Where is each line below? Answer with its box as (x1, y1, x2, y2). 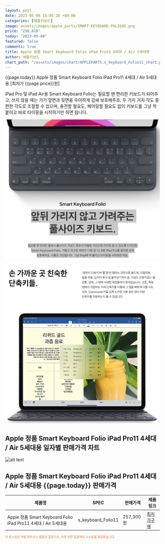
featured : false (5, 39, 38, 44)
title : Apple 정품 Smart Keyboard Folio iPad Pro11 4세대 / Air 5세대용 (5, 49, 150, 54)
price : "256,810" (5, 29, 41, 34)
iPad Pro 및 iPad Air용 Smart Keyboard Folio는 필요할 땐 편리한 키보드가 (5, 91, 145, 97)
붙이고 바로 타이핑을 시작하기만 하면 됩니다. (5, 110, 88, 115)
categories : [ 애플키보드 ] (5, 18, 53, 23)
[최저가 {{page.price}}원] (10, 81, 60, 86)
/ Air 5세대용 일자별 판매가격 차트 (5, 443, 100, 452)
